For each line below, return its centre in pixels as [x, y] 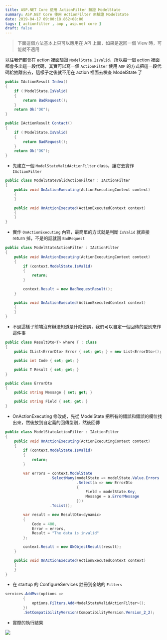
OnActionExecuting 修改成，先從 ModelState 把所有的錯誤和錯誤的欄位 [85, 416]
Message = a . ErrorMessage [112, 497]
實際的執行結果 [28, 623]
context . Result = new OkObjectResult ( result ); [72, 547]
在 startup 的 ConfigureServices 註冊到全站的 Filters [67, 584]
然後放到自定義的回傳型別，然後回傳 [63, 422]
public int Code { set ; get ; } [47, 361]
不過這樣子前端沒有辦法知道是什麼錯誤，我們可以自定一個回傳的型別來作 [86, 327]
